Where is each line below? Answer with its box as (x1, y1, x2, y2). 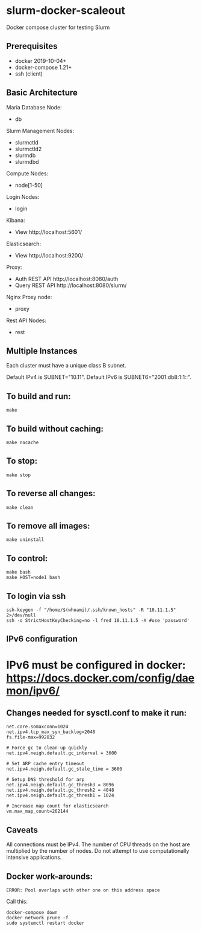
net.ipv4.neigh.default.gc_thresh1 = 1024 (6, 792, 114, 798)
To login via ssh (6, 591, 66, 601)
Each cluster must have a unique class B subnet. (6, 362, 126, 369)
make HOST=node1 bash (6, 575, 61, 581)
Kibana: (6, 216, 25, 224)
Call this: (6, 898, 28, 905)
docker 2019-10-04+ (14, 57, 67, 64)
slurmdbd (14, 158, 39, 165)
